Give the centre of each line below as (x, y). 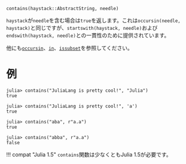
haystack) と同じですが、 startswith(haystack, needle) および (82, 28)
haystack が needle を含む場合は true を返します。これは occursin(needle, (94, 20)
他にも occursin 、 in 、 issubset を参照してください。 (70, 48)
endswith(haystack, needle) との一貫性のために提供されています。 (88, 35)
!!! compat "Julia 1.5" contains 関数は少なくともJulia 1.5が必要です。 (89, 154)
